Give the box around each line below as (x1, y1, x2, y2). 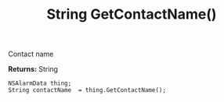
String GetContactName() (46, 5, 217, 23)
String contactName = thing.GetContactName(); (8, 86, 167, 94)
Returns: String (8, 65, 59, 74)
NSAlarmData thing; (8, 79, 72, 87)
